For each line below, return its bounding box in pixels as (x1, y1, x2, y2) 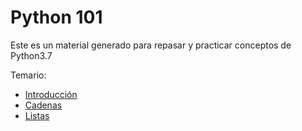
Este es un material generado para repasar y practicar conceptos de (10, 39, 292, 51)
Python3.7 (10, 49, 53, 61)
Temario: (10, 69, 47, 81)
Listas (24, 109, 50, 121)
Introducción (24, 88, 78, 100)
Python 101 (10, 6, 103, 29)
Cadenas (24, 99, 63, 111)
